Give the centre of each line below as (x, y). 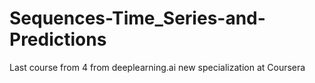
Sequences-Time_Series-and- (137, 18)
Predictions (58, 39)
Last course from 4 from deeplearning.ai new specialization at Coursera (157, 67)
